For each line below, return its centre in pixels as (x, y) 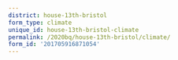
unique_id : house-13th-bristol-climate (74, 30)
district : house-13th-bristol (58, 15)
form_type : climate (40, 23)
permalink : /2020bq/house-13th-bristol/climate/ (89, 37)
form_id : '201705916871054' (54, 44)
